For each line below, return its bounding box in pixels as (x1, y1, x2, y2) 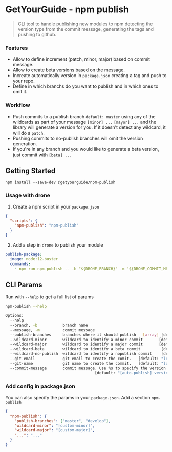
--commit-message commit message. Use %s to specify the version (10, 366, 166, 371)
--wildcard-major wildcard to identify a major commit (10, 342, 143, 347)
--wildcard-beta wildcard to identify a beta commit (10, 347, 141, 352)
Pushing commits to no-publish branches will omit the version (12, 135, 143, 141)
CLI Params (5, 280, 42, 289)
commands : (10, 261, 31, 267)
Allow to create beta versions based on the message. (12, 67, 125, 73)
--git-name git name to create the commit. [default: (10, 361, 159, 366)
